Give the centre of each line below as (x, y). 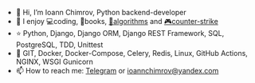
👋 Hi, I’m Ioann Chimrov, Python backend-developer (101, 12)
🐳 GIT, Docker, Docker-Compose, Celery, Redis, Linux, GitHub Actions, (132, 53)
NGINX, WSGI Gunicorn (55, 61)
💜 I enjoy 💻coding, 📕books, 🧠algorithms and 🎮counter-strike (117, 21)
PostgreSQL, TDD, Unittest (59, 45)
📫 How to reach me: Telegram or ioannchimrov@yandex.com (117, 71)
